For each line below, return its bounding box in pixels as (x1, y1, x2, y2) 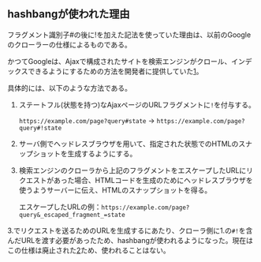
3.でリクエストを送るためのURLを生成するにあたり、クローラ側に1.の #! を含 (7, 226, 253, 235)
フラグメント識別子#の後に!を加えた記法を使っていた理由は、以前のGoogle (7, 30, 252, 39)
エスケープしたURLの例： (18, 202, 102, 211)
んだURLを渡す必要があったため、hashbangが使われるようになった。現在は (7, 235, 253, 245)
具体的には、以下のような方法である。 (7, 83, 132, 92)
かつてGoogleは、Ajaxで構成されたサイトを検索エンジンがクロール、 (7, 56, 232, 65)
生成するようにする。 (67, 148, 137, 158)
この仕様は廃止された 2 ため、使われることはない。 (7, 245, 170, 255)
